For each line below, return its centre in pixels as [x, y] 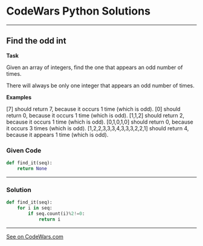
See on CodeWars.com [35, 236]
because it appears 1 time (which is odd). [57, 135]
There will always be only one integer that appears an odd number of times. [100, 85]
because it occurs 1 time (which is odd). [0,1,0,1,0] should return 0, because [100, 122]
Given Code [24, 150]
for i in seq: [35, 208]
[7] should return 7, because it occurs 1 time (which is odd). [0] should [93, 109]
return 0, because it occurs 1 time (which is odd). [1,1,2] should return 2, [95, 115]
